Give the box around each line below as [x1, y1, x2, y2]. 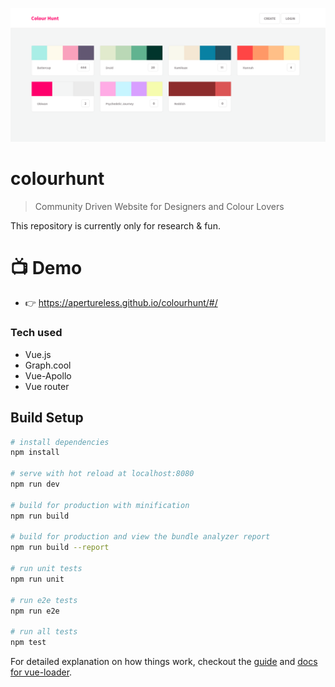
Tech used [10, 326, 63, 340]
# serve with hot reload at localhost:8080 [10, 469, 195, 479]
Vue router [24, 380, 70, 392]
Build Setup [10, 409, 84, 427]
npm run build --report [10, 543, 110, 553]
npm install [10, 448, 60, 458]
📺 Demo [10, 256, 83, 279]
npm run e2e [10, 606, 60, 616]
